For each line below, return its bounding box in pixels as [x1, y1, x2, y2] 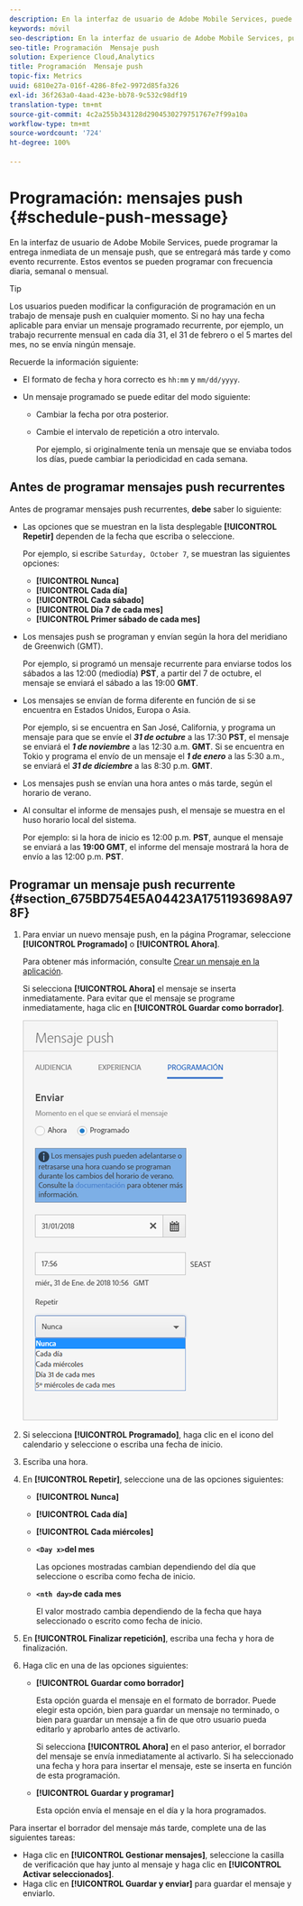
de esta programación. [35, 1770, 121, 1781]
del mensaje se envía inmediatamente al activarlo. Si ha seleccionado [35, 1751, 294, 1762]
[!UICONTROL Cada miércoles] [35, 1526, 154, 1538]
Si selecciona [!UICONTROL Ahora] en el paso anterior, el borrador [35, 1742, 286, 1753]
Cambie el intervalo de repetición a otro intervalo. [35, 426, 220, 437]
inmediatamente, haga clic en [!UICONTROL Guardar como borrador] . [22, 1003, 285, 1013]
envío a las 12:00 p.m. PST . [22, 851, 124, 862]
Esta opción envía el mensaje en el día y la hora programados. [35, 1805, 267, 1816]
